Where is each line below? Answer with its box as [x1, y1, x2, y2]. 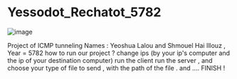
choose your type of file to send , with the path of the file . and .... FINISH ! [7, 63, 226, 72]
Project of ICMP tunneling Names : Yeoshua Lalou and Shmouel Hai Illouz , [7, 41, 226, 49]
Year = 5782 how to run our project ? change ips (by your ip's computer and [7, 49, 230, 57]
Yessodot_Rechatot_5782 [7, 4, 162, 20]
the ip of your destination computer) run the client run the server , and [7, 56, 213, 64]
